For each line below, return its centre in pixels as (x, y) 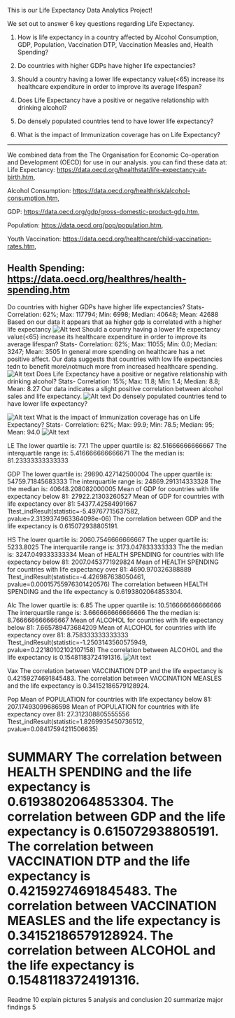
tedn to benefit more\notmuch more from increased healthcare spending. (113, 366)
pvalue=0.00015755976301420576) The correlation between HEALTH (108, 584)
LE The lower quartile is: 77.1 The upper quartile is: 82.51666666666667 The (117, 445)
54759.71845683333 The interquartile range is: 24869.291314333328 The (114, 481)
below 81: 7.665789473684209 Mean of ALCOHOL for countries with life (112, 627)
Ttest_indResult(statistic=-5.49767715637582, (73, 511)
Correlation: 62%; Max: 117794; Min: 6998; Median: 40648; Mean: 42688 (113, 314)
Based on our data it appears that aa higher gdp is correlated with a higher (115, 322)
